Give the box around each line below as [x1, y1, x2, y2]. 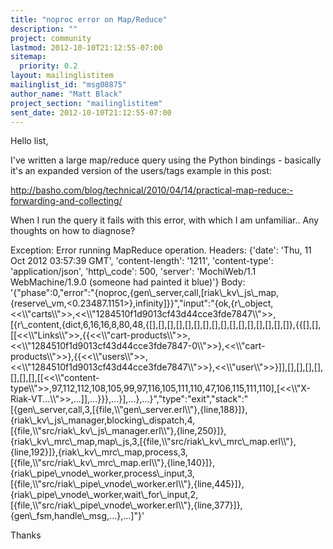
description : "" [10, 24, 78, 34]
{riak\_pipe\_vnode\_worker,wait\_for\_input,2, [10, 489, 199, 501]
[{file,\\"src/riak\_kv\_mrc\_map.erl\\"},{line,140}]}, [10, 457, 215, 469]
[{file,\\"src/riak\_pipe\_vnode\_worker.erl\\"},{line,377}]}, [10, 499, 243, 511]
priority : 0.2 [19, 61, 78, 71]
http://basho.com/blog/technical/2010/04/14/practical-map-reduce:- [10, 184, 294, 196]
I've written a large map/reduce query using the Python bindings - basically [10, 154, 322, 166]
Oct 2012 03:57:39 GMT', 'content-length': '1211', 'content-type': [10, 255, 274, 267]
